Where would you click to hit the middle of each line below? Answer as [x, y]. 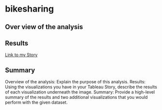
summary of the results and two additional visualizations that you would [76, 97]
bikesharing [29, 9]
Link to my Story [21, 55]
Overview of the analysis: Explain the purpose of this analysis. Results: [75, 82]
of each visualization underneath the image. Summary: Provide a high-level [80, 92]
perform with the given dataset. [36, 102]
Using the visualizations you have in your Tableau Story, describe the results [81, 87]
